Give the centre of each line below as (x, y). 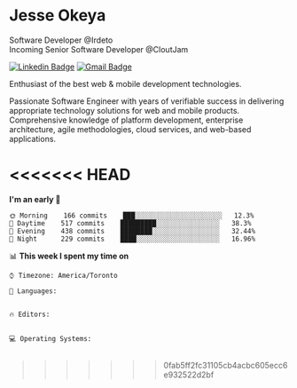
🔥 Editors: (30, 314)
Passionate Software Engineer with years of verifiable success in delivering (147, 101)
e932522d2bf (189, 375)
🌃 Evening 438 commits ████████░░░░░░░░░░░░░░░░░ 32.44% (132, 231)
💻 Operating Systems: (51, 338)
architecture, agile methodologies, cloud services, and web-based (130, 129)
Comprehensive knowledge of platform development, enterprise (126, 120)
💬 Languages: (33, 291)
